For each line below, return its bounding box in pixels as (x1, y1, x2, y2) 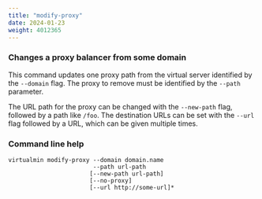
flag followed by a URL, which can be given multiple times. (8, 119, 199, 128)
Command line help (8, 138, 84, 149)
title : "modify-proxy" (8, 11, 83, 20)
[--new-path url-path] (89, 170, 164, 178)
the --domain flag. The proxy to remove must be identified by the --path (8, 78, 241, 87)
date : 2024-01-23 (8, 19, 65, 27)
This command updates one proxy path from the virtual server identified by (8, 70, 253, 79)
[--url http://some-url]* (89, 183, 175, 191)
